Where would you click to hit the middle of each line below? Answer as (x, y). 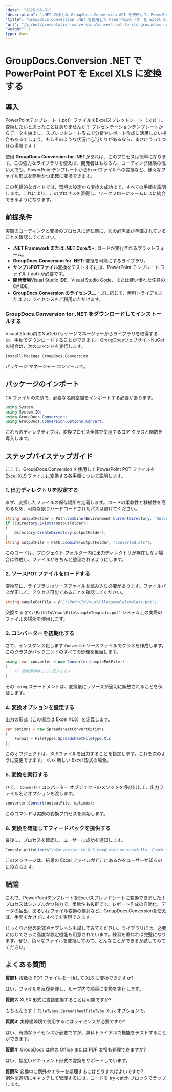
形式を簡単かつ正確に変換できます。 (57, 176)
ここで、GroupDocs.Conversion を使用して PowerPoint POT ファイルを (80, 469)
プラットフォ (151, 248)
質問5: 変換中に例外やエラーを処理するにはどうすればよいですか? (74, 1072)
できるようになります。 (30, 200)
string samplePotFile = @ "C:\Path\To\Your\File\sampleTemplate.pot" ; (81, 602)
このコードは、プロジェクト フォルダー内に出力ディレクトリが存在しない (82, 553)
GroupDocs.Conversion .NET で (74, 61)
